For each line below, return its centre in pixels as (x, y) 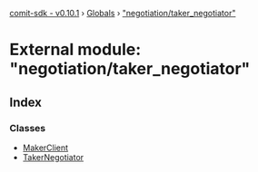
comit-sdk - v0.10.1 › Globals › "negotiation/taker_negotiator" (123, 13)
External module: (75, 50)
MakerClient (45, 148)
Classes (28, 128)
